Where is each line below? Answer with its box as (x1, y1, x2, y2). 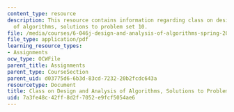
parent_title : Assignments (7, 62, 86, 69)
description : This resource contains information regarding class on (7, 17, 214, 24)
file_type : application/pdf (7, 36, 89, 43)
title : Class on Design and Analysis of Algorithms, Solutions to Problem (7, 88, 229, 95)
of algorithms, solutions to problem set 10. (13, 23, 148, 30)
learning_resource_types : (7, 42, 82, 49)
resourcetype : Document (7, 81, 77, 88)
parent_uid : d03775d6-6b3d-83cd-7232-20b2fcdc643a (7, 74, 157, 82)
